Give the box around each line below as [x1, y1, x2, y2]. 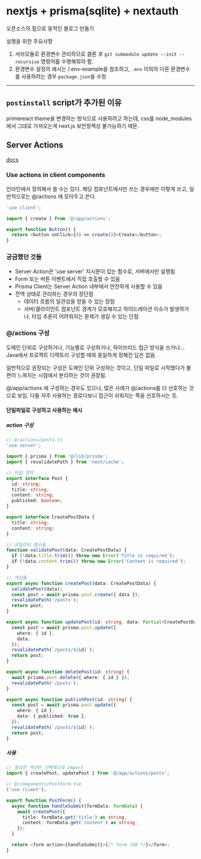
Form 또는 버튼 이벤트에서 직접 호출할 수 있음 [14, 275, 121, 283]
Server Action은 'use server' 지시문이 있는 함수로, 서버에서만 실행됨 [14, 268, 175, 275]
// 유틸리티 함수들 [6, 542, 46, 548]
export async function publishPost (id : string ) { [6, 696, 133, 702]
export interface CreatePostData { [6, 514, 95, 520]
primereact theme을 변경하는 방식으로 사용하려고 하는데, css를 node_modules [6, 115, 192, 122]
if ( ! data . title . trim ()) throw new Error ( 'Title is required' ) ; [11, 553, 175, 559]
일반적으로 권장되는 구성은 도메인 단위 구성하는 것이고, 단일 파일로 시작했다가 [6, 364, 185, 371]
